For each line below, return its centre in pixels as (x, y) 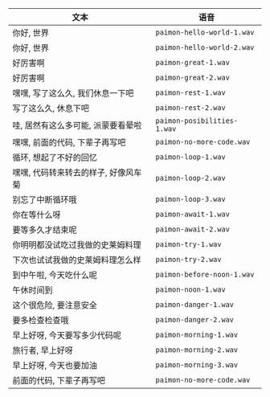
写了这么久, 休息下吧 (51, 108)
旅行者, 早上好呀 (43, 350)
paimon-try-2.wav (188, 259)
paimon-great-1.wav (193, 62)
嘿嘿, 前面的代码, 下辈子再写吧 (69, 142)
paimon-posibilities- (197, 121)
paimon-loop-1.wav (191, 157)
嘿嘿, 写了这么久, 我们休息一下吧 (73, 93)
